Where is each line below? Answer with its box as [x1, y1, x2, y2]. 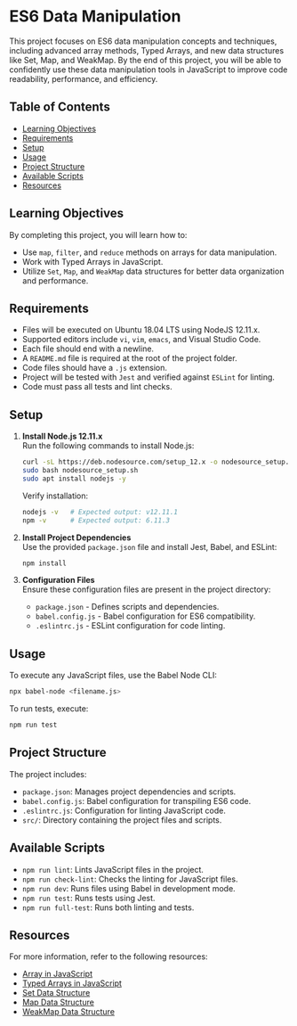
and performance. [21, 275, 89, 286]
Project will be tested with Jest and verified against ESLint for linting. [21, 372, 276, 382]
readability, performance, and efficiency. [9, 73, 158, 84]
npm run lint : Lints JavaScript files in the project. [21, 864, 205, 874]
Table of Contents [9, 100, 111, 115]
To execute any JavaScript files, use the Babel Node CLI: [9, 670, 218, 681]
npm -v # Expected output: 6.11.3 [21, 515, 171, 525]
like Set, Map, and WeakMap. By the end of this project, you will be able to [9, 54, 282, 65]
